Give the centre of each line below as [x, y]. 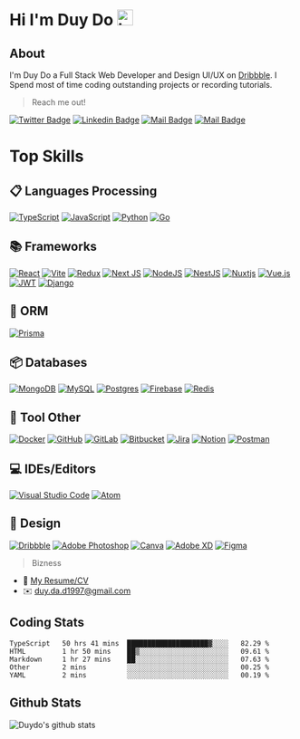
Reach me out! [58, 102]
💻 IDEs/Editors [53, 469]
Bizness [46, 562]
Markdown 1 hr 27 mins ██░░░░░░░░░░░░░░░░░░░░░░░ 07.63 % [140, 659]
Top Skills [47, 156]
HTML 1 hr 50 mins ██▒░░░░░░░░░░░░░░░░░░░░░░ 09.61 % [140, 651]
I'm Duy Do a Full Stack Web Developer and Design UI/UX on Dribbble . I [143, 75]
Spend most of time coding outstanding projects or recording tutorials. [141, 85]
